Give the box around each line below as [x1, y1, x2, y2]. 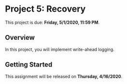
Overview [5, 34, 35, 42]
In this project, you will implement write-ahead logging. [5, 46, 114, 52]
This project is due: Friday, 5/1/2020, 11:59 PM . [5, 19, 100, 25]
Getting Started [5, 61, 53, 69]
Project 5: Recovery [5, 3, 86, 15]
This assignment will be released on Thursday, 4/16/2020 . [5, 73, 123, 79]
